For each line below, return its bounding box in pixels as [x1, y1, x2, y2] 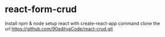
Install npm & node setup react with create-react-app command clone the [5, 20, 160, 26]
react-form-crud [5, 4, 77, 15]
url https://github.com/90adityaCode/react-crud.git [5, 25, 113, 31]
